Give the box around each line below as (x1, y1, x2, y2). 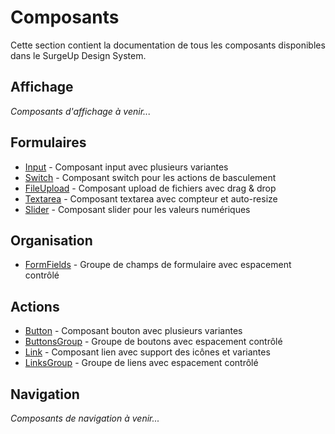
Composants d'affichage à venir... (10, 105, 152, 117)
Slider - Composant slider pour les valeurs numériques (24, 203, 251, 215)
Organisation (10, 232, 93, 249)
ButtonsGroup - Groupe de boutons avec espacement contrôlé (24, 336, 283, 348)
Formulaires (10, 134, 87, 151)
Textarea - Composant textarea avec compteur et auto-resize (24, 192, 278, 205)
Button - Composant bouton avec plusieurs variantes (24, 325, 243, 337)
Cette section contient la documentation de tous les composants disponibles (10, 39, 326, 51)
